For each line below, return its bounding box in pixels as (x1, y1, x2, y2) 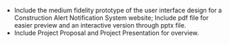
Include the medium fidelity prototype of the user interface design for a (13, 6, 222, 14)
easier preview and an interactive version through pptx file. (13, 21, 186, 29)
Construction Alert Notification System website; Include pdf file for (13, 13, 209, 22)
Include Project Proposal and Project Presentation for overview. (13, 28, 200, 37)
